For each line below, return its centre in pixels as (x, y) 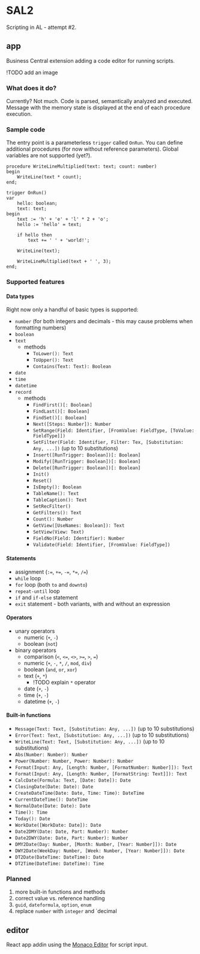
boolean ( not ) (41, 643)
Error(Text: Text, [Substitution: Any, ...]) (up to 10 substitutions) (102, 735)
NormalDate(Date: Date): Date (53, 806)
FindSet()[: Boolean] (60, 418)
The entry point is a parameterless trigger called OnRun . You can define (95, 143)
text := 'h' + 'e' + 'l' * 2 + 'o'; (63, 220)
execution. (19, 114)
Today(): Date (32, 819)
